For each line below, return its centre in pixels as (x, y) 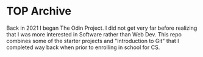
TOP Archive (39, 11)
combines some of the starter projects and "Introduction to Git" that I (93, 41)
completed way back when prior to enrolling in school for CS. (83, 47)
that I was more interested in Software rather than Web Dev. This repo (94, 34)
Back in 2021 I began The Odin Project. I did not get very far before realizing (102, 28)
